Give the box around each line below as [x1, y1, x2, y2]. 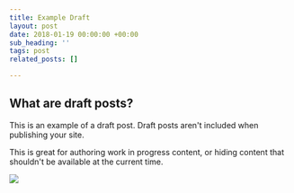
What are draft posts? [9, 96, 134, 111]
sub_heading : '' [9, 38, 70, 48]
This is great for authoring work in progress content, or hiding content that [9, 146, 285, 157]
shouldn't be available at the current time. [9, 156, 164, 167]
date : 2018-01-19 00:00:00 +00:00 [9, 30, 139, 39]
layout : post [9, 22, 58, 31]
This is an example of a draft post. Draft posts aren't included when [9, 119, 259, 130]
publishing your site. [9, 129, 85, 140]
